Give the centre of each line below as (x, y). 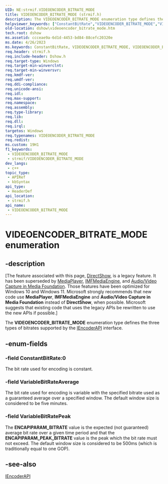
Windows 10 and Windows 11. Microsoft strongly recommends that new (78, 292)
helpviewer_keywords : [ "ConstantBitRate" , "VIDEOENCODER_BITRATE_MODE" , (81, 24)
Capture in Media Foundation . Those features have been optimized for (77, 286)
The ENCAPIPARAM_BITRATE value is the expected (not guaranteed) (77, 427)
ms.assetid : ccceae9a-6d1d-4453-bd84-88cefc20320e (59, 38)
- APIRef (16, 177)
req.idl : (14, 94)
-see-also (21, 464)
